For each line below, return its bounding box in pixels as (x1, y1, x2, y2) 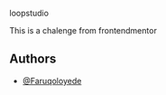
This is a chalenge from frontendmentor (9, 25, 158, 35)
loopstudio (9, 8, 50, 18)
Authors (9, 52, 57, 67)
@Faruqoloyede (22, 75, 82, 86)
